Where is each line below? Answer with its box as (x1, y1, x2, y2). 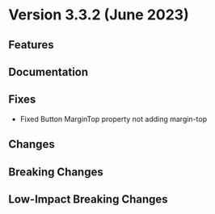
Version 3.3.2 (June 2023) (8, 6, 189, 24)
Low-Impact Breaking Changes (8, 192, 168, 206)
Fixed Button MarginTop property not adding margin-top (19, 114, 208, 124)
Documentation (8, 65, 89, 78)
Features (8, 38, 54, 52)
